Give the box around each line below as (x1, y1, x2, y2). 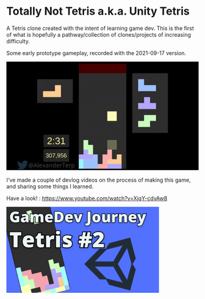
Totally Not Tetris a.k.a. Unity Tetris (6, 4, 190, 18)
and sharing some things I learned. (6, 182, 94, 190)
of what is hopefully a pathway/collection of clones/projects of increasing (6, 31, 191, 38)
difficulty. (6, 37, 31, 45)
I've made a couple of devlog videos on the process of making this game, (6, 176, 191, 183)
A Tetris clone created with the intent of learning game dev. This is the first (6, 24, 194, 32)
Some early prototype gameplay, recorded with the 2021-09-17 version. (6, 49, 187, 56)
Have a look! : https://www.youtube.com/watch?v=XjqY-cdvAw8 (6, 194, 168, 202)
